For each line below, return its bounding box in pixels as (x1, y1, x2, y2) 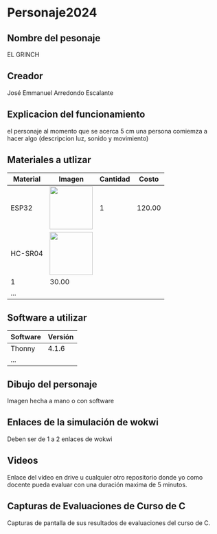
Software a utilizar (7, 312, 87, 323)
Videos (7, 455, 38, 467)
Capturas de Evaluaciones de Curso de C (7, 500, 185, 512)
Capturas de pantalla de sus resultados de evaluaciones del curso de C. (7, 518, 211, 527)
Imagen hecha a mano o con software (7, 397, 115, 405)
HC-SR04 (10, 249, 43, 259)
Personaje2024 (7, 5, 98, 21)
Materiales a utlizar (7, 154, 91, 166)
